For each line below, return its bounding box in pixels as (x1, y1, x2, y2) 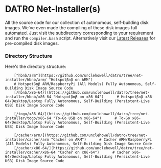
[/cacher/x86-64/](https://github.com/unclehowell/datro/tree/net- (14, 146, 154, 151)
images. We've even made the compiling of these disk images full (5, 24, 138, 30)
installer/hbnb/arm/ (5, 77, 47, 83)
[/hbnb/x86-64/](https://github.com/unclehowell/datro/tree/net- (14, 90, 150, 95)
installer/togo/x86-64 (5, 116, 51, 121)
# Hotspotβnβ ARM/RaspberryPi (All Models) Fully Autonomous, (14, 82, 143, 86)
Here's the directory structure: (5, 63, 66, 69)
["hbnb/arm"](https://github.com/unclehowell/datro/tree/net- (14, 73, 143, 78)
